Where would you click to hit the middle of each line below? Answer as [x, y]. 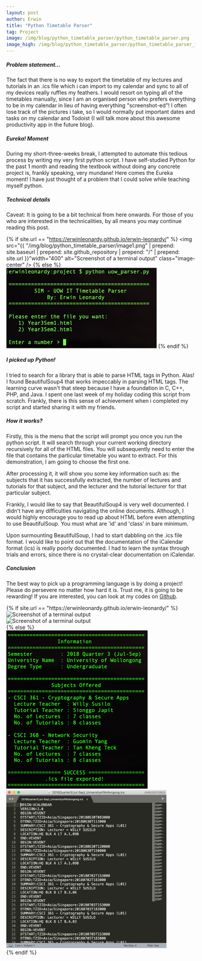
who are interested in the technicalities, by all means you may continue [94, 221]
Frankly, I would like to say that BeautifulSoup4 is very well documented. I [97, 504]
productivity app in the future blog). [50, 124]
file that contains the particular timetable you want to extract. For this [92, 455]
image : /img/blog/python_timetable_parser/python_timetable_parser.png [98, 38]
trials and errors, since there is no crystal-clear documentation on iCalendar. [101, 554]
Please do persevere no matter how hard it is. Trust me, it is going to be [95, 590]
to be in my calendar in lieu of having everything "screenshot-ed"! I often [97, 105]
